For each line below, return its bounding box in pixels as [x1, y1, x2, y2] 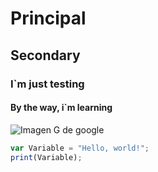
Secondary [10, 47, 81, 64]
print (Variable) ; [10, 152, 83, 162]
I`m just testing [10, 77, 85, 91]
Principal [10, 7, 87, 30]
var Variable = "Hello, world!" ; [10, 143, 150, 153]
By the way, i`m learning [10, 102, 113, 114]
